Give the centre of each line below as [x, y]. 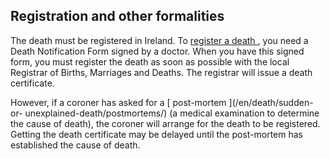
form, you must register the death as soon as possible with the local [150, 61]
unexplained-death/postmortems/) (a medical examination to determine [172, 113]
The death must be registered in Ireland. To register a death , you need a [159, 40]
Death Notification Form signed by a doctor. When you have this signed [157, 51]
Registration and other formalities [117, 16]
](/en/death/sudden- [271, 102]
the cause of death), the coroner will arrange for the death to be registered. [165, 123]
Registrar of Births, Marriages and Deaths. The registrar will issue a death [161, 72]
